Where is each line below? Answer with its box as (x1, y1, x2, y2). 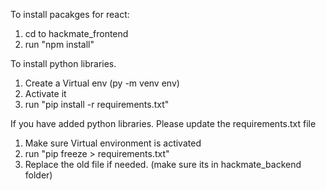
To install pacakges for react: (10, 9, 130, 20)
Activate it (24, 88, 67, 99)
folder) (24, 169, 53, 181)
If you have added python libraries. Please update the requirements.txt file (10, 118, 317, 129)
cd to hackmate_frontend (24, 28, 129, 39)
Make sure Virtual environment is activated (24, 137, 202, 149)
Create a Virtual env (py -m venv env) (24, 77, 180, 89)
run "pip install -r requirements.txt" (24, 99, 170, 110)
